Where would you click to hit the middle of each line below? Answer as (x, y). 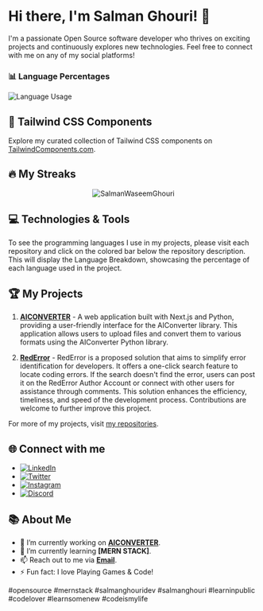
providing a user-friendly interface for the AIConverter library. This (129, 325)
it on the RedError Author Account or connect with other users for (127, 383)
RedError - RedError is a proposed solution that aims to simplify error (133, 358)
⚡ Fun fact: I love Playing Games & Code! (86, 572)
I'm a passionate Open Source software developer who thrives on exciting (129, 38)
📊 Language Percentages (59, 76)
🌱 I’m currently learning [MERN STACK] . (85, 551)
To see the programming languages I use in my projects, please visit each (129, 243)
